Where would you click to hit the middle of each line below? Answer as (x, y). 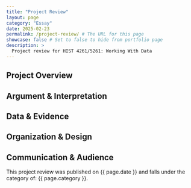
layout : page (23, 17)
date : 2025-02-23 (28, 29)
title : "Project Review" (37, 12)
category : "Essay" (29, 23)
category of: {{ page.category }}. (47, 178)
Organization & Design (49, 137)
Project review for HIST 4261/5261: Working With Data (82, 51)
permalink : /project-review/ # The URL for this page (75, 34)
